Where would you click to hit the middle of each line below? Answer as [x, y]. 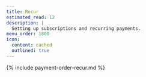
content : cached [32, 45]
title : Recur [23, 12]
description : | [25, 23]
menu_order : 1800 [28, 34]
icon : [13, 39]
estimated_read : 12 [31, 17]
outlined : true [31, 51]
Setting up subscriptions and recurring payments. [76, 28]
